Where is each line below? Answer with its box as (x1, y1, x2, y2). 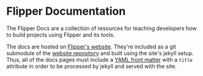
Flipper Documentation (6, 4, 126, 18)
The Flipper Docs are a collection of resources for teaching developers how (6, 25, 197, 32)
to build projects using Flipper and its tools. (6, 31, 115, 38)
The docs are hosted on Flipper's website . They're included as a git (6, 43, 176, 50)
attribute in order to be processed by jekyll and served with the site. (6, 63, 177, 70)
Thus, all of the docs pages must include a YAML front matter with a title (6, 56, 193, 63)
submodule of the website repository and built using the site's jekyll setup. (6, 49, 194, 56)
